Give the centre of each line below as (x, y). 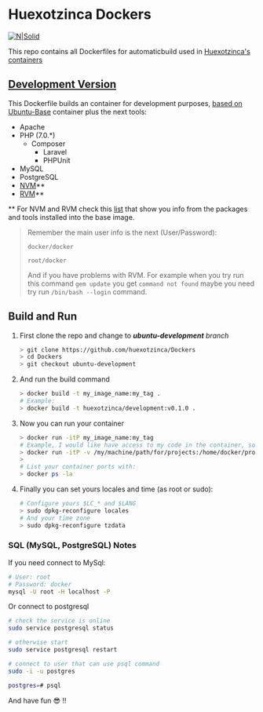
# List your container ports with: (78, 467)
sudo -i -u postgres (42, 671)
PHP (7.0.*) (37, 135)
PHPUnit (57, 160)
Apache (32, 126)
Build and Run (42, 317)
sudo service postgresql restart (63, 650)
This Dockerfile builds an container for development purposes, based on (126, 103)
